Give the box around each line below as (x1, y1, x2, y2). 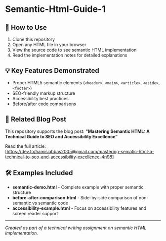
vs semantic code (32, 200, 68, 206)
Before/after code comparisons (12, 101, 77, 107)
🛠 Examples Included (5, 169, 73, 177)
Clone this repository (12, 36, 55, 42)
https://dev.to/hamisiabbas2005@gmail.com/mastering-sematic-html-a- (6, 148, 155, 154)
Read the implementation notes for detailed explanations (12, 52, 127, 58)
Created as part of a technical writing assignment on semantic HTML (5, 225, 147, 231)
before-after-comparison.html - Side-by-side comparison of (12, 195, 138, 201)
